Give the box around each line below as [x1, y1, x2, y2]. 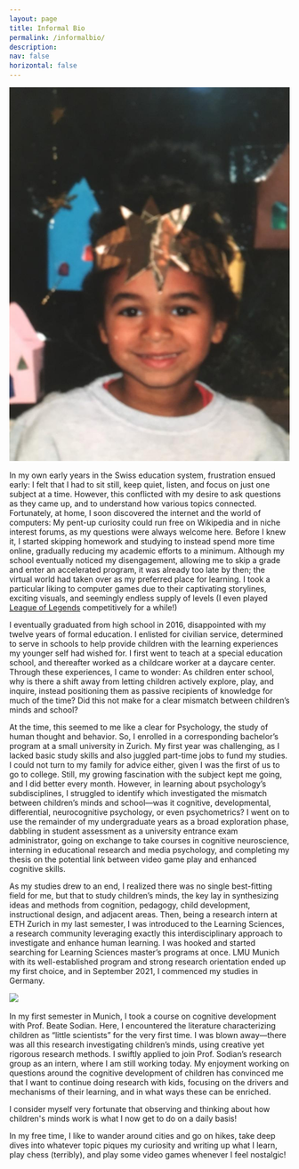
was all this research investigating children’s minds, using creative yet [9, 1039, 265, 1050]
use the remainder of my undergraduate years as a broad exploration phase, [9, 817, 289, 826]
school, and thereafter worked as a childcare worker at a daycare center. [9, 657, 276, 667]
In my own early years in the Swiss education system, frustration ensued [9, 470, 276, 480]
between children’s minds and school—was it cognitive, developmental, [9, 797, 271, 808]
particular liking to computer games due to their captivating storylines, [9, 584, 267, 593]
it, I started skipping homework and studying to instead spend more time [9, 536, 276, 546]
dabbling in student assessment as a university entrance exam [9, 826, 238, 836]
